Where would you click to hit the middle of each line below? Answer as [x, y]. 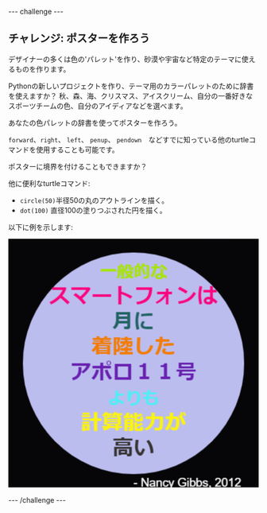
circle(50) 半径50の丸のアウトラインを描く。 [94, 200]
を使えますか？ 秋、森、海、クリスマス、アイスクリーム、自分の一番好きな [130, 95]
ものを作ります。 [43, 69]
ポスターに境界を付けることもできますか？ [78, 166]
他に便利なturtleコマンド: [49, 183]
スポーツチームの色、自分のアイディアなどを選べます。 [98, 106]
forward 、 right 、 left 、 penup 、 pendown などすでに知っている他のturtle [129, 139]
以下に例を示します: [41, 227]
